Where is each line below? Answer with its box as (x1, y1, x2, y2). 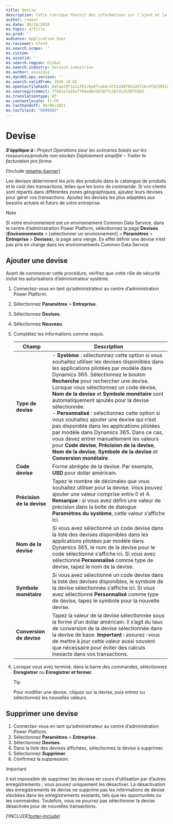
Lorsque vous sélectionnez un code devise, (52, 383, 157, 391)
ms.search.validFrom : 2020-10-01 (6, 79, 78, 84)
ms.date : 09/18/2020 (6, 22, 50, 27)
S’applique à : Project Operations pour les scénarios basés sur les (6, 147, 147, 153)
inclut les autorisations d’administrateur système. (6, 276, 109, 282)
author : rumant (6, 17, 39, 22)
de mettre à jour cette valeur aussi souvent (52, 637, 156, 645)
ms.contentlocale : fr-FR (6, 98, 59, 103)
